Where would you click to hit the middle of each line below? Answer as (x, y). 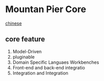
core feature (25, 39)
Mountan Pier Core (46, 9)
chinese (13, 23)
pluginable (24, 57)
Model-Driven (27, 51)
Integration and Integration (40, 73)
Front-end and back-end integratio (49, 67)
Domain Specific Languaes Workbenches (56, 62)
